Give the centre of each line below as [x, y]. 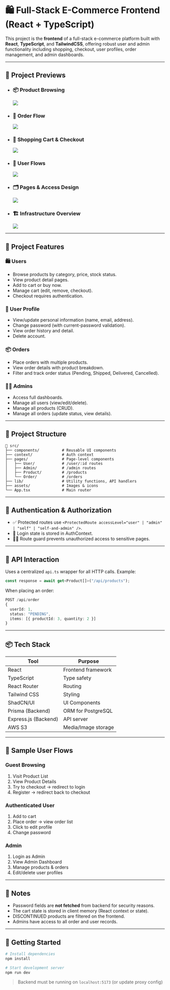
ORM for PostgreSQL [88, 711]
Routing [72, 686]
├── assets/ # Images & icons [52, 486]
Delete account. [29, 336]
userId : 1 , [21, 609]
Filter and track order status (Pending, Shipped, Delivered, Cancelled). [86, 373]
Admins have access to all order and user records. [65, 922]
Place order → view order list [43, 822]
